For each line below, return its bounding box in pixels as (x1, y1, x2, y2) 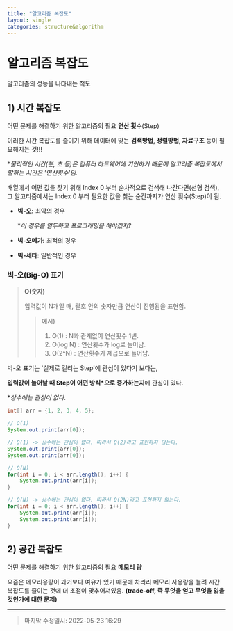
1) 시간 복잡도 (7, 102, 61, 113)
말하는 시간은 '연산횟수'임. (7, 168, 78, 177)
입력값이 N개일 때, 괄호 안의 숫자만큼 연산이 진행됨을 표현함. (24, 302, 186, 310)
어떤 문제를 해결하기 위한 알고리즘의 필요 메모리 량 (7, 563, 142, 571)
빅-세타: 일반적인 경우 (17, 251, 76, 259)
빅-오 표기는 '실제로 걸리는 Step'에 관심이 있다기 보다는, (7, 364, 158, 372)
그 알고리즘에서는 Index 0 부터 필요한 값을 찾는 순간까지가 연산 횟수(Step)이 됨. (7, 192, 222, 200)
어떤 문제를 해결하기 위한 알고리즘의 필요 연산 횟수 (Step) (7, 122, 159, 130)
